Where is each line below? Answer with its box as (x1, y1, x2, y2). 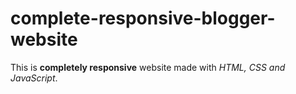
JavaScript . (10, 72, 58, 84)
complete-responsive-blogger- (10, 7, 276, 30)
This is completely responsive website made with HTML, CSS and (10, 61, 286, 73)
